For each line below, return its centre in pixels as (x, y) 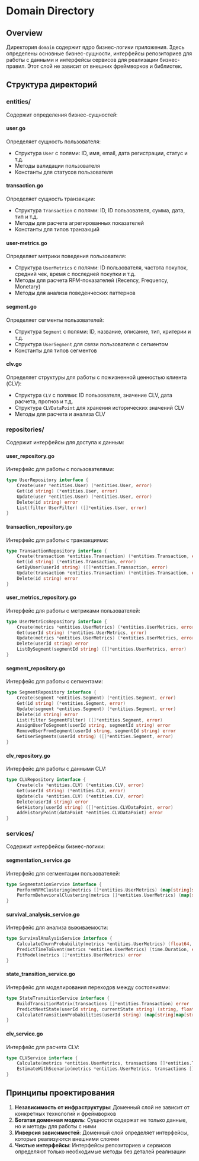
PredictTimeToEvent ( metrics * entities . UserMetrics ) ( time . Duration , (103, 950)
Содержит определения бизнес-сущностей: (62, 115)
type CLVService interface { (42, 1058)
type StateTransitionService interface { (58, 998)
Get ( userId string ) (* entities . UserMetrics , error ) (82, 633)
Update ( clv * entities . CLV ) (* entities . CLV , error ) (81, 796)
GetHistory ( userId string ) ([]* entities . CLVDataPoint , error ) (95, 807)
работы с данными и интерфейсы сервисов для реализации (82, 60)
